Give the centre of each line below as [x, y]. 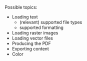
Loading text [25, 17]
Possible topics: [21, 7]
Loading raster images [35, 33]
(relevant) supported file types [51, 22]
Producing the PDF [31, 43]
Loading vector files [32, 38]
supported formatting [41, 27]
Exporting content [30, 49]
